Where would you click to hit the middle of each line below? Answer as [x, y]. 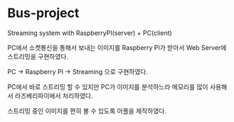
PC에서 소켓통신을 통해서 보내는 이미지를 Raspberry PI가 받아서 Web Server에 [117, 47]
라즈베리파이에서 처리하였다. [54, 96]
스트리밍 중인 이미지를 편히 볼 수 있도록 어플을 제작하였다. [87, 111]
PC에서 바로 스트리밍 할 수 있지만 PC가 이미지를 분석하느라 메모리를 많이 [108, 86]
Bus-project [43, 13]
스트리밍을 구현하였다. [38, 56]
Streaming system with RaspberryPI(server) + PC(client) [90, 33]
